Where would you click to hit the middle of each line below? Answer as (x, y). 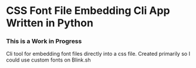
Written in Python (50, 23)
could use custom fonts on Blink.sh (48, 60)
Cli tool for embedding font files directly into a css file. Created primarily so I (98, 54)
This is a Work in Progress (44, 41)
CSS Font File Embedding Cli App (88, 11)
